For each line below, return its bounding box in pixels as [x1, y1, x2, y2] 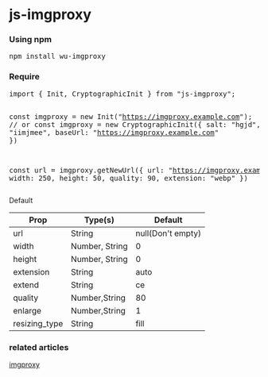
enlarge [13, 305, 42, 316]
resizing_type [13, 317, 64, 329]
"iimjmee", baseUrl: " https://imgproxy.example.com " [9, 128, 219, 137]
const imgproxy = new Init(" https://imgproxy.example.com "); [9, 112, 253, 121]
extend [13, 279, 39, 290]
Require [9, 71, 41, 83]
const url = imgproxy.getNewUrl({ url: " [9, 165, 173, 175]
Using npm [9, 34, 52, 45]
